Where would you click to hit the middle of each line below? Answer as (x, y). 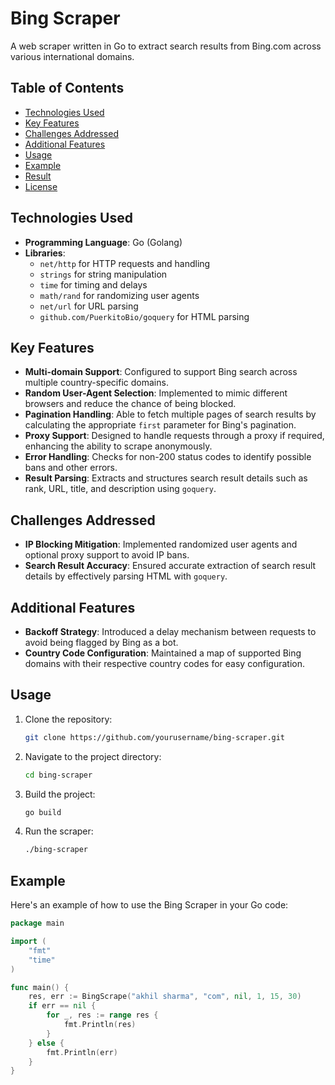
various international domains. (72, 56)
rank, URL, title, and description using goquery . (120, 489)
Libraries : (45, 253)
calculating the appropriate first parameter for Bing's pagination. (160, 425)
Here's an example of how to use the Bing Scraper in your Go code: (149, 905)
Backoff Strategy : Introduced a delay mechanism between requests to (170, 631)
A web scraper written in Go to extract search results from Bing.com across (166, 46)
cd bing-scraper (58, 775)
